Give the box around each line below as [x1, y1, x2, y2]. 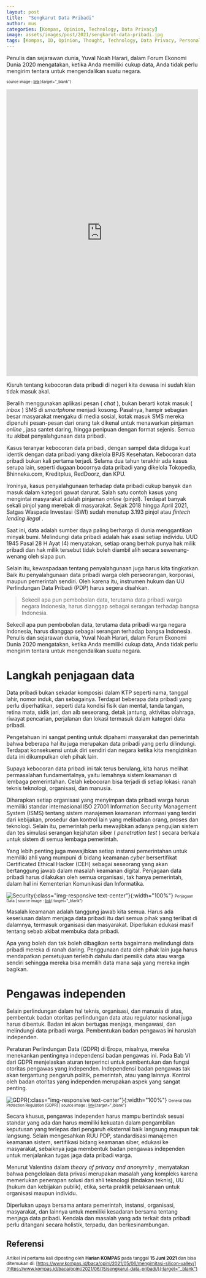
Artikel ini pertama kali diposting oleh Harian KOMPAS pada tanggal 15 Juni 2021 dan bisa [6, 1255, 196, 1261]
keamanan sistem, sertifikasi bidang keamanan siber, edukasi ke [6, 1138, 169, 1145]
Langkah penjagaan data [6, 668, 135, 683]
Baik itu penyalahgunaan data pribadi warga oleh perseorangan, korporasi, [6, 571, 195, 578]
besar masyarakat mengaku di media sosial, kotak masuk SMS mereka [6, 412, 185, 420]
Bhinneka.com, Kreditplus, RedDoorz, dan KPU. [6, 470, 126, 478]
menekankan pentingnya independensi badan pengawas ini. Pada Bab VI [6, 1051, 191, 1059]
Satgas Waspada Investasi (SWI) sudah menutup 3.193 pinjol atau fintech [6, 508, 191, 516]
